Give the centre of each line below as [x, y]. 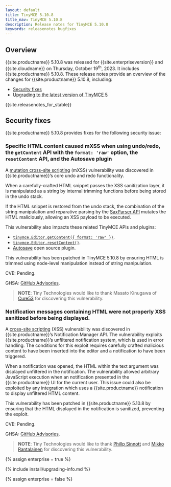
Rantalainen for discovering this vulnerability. [65, 449]
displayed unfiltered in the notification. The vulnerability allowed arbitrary [82, 372]
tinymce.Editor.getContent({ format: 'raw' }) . [64, 237]
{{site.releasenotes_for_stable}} [39, 104]
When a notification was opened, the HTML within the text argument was [82, 366]
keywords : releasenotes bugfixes [41, 29]
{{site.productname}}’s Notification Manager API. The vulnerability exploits [84, 335]
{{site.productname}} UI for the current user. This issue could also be [78, 382]
